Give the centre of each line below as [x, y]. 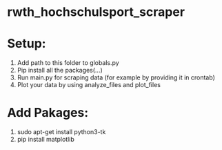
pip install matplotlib [46, 140]
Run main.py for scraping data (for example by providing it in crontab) [116, 77]
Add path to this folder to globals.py [68, 63]
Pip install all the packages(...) [60, 71]
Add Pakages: [48, 113]
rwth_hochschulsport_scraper [96, 12]
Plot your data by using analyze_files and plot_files [89, 85]
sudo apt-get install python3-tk [61, 132]
